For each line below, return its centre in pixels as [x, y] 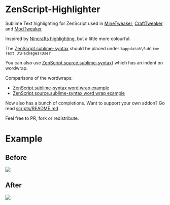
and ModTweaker [24, 28]
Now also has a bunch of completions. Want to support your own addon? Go [85, 103]
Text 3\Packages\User [28, 53]
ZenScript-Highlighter [53, 9]
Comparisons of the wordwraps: [39, 78]
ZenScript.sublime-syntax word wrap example [61, 88]
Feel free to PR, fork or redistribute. [42, 118]
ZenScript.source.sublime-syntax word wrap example [69, 93]
